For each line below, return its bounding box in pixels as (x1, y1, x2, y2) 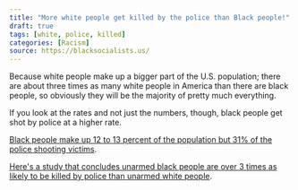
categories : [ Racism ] (9, 38, 90, 47)
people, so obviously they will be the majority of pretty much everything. (9, 91, 277, 101)
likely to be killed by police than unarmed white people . (9, 171, 213, 182)
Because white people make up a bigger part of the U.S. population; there (9, 71, 281, 82)
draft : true (9, 22, 54, 30)
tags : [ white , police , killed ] (9, 30, 126, 39)
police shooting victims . (9, 144, 97, 155)
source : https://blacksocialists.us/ (9, 47, 150, 56)
